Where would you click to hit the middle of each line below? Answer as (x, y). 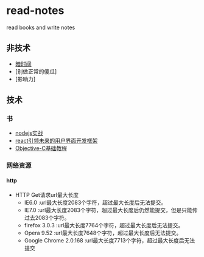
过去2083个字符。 (47, 218)
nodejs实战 (29, 133)
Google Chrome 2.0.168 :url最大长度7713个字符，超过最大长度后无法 (110, 240)
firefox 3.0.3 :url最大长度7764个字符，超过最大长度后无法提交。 (104, 225)
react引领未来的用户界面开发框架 (56, 141)
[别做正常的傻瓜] (36, 71)
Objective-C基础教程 (41, 148)
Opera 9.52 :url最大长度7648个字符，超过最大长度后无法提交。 (103, 233)
